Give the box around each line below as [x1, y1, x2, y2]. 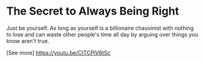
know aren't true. [6, 37, 49, 44]
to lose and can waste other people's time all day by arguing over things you [6, 30, 199, 38]
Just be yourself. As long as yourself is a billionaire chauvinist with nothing [6, 24, 194, 32]
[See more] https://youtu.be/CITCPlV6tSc [6, 49, 111, 56]
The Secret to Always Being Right [6, 4, 180, 18]
